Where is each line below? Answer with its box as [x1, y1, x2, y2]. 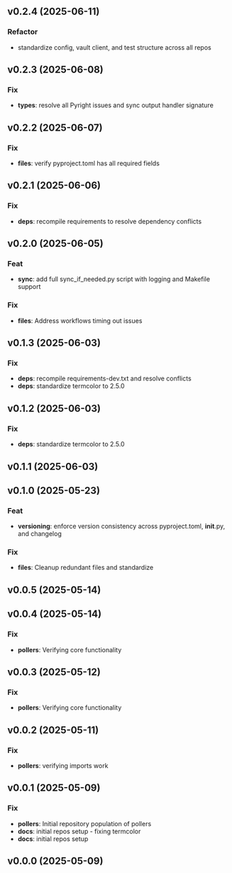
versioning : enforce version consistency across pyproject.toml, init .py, [17, 522, 226, 531]
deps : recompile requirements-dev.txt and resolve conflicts [17, 374, 192, 383]
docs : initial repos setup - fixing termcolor [17, 827, 141, 835]
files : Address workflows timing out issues [17, 316, 143, 325]
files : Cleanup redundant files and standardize [17, 564, 154, 572]
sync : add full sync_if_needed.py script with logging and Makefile [17, 275, 211, 283]
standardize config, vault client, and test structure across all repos [17, 43, 211, 52]
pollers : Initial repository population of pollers [17, 819, 152, 828]
